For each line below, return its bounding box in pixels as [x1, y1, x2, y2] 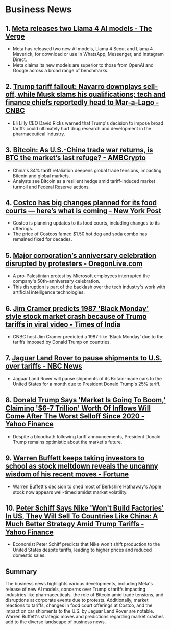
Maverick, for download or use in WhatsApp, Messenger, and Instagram [12, 51, 164, 57]
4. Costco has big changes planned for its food [5, 198, 157, 207]
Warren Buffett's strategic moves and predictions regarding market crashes [5, 614, 164, 620]
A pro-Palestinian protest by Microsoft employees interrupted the [12, 273, 150, 279]
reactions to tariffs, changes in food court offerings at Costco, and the [5, 602, 153, 608]
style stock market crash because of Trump [5, 312, 147, 321]
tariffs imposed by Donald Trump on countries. [12, 339, 111, 346]
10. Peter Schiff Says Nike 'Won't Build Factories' [5, 503, 164, 512]
